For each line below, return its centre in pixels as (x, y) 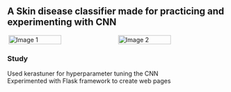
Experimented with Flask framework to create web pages (89, 81)
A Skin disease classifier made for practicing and (116, 11)
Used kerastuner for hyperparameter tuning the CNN (83, 74)
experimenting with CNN (62, 22)
